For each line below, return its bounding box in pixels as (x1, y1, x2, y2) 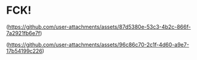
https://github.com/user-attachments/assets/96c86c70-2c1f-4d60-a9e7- (8, 41, 190, 48)
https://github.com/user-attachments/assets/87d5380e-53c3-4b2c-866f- (8, 23, 191, 30)
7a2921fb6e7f (6, 29, 41, 36)
